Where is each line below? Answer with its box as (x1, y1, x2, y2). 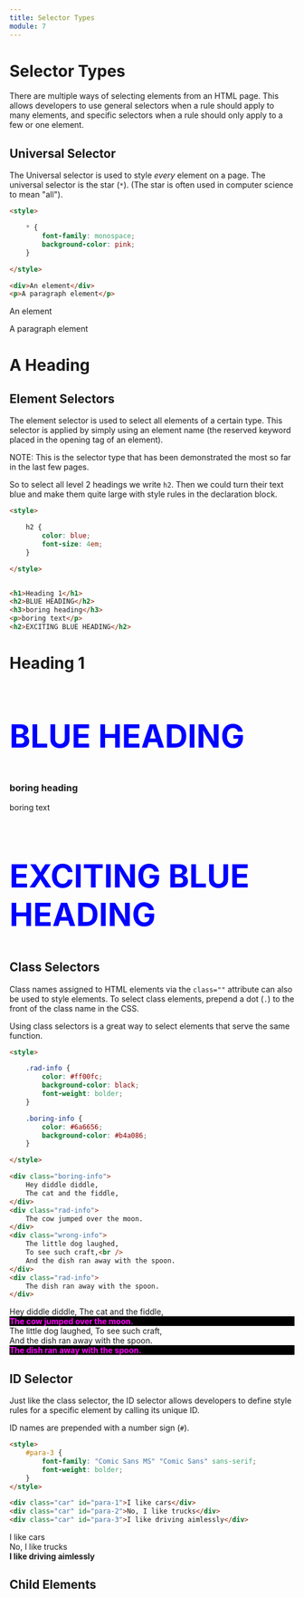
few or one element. (9, 120, 84, 131)
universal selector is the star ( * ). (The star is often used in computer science (9, 179, 294, 190)
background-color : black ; (42, 1080, 140, 1090)
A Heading (9, 355, 90, 376)
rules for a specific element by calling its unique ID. (9, 1405, 200, 1416)
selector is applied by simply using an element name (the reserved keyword (9, 425, 291, 436)
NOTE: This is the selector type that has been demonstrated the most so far (9, 452, 291, 463)
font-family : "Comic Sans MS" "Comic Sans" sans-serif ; (42, 1457, 257, 1466)
